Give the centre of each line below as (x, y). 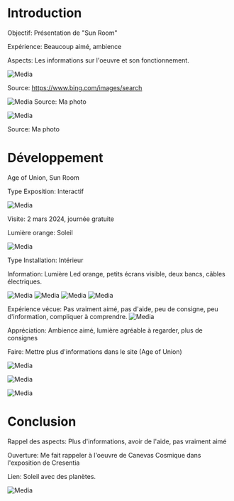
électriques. (25, 281)
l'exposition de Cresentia (44, 463)
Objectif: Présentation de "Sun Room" (63, 33)
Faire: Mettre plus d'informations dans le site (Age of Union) (95, 351)
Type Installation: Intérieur (45, 260)
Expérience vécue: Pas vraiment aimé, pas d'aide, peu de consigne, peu (113, 309)
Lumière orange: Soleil (40, 232)
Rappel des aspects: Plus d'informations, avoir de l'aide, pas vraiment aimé (117, 441)
